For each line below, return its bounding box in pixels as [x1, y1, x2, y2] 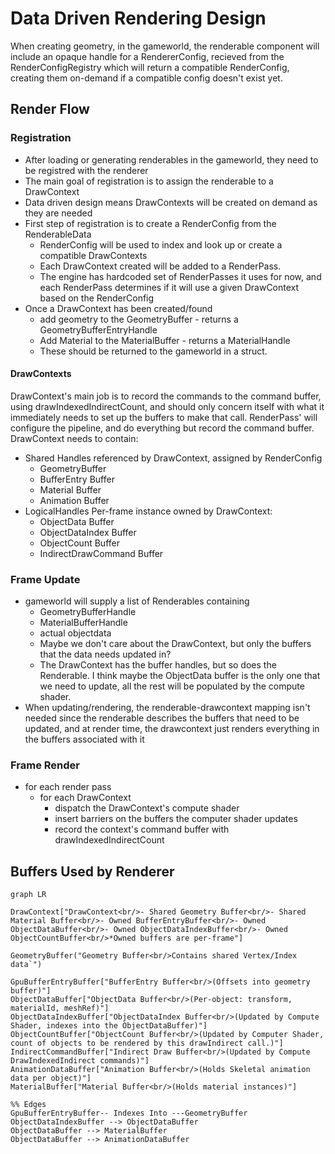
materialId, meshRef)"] [10, 1003, 110, 1014]
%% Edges [10, 1100, 47, 1110]
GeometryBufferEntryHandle [39, 323, 158, 336]
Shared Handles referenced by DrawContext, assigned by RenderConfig [24, 452, 323, 464]
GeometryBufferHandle [39, 606, 137, 618]
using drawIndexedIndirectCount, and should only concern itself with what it [10, 400, 325, 412]
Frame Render [10, 758, 80, 772]
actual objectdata [39, 627, 112, 639]
